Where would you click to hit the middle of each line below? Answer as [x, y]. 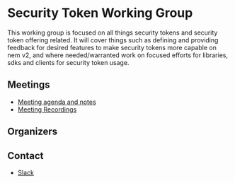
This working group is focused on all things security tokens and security [113, 33]
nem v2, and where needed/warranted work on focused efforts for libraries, [118, 55]
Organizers [33, 132]
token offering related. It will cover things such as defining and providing [113, 40]
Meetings [29, 85]
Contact [25, 156]
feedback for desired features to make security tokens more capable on [112, 47]
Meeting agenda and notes [57, 102]
